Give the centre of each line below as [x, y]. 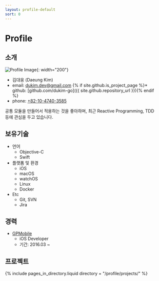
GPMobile [22, 234]
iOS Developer [34, 239]
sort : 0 [13, 14]
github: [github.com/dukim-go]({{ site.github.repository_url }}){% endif [83, 90]
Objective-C [31, 152]
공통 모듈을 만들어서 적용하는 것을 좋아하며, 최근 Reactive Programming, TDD [80, 111]
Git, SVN [28, 200]
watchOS [29, 179]
